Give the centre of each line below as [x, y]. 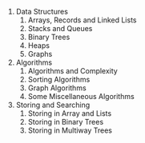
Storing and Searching [53, 105]
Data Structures [42, 12]
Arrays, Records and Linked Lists [82, 20]
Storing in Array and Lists [70, 113]
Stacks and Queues [60, 28]
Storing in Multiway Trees [70, 130]
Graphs [40, 54]
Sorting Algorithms [59, 79]
